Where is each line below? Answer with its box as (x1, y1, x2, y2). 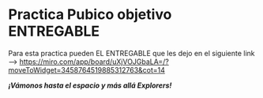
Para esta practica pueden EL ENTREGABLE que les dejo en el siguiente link (8, 48, 255, 58)
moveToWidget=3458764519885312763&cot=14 (8, 65, 166, 74)
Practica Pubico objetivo (8, 6, 172, 24)
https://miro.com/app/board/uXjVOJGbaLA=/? (19, 57, 170, 66)
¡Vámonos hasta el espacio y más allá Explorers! (8, 81, 172, 90)
